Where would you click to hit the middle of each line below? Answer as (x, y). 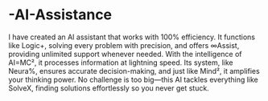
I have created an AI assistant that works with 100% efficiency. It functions (132, 37)
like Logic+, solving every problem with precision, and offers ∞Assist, (124, 45)
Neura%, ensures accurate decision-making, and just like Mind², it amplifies (134, 71)
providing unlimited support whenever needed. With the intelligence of (126, 54)
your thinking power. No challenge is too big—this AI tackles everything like (134, 79)
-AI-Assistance (60, 15)
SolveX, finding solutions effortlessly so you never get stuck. (109, 88)
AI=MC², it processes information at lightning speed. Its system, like (121, 63)
